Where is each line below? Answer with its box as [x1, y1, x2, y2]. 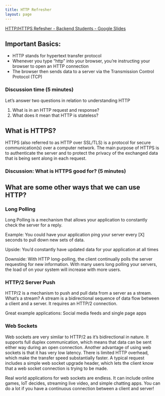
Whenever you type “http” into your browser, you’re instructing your [12, 58, 150, 64]
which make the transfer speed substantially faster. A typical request [5, 354, 145, 361]
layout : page [5, 12, 32, 17]
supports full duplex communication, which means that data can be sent [5, 339, 152, 345]
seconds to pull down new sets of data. [5, 237, 85, 243]
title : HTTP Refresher [5, 7, 52, 12]
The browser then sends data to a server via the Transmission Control [12, 69, 154, 75]
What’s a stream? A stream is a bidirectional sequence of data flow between [5, 295, 159, 302]
